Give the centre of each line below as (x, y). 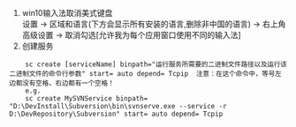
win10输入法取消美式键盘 (67, 13)
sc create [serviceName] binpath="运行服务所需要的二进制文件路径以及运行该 (156, 64)
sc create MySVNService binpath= (87, 99)
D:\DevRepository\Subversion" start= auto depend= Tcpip (116, 114)
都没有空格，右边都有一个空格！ (65, 83)
